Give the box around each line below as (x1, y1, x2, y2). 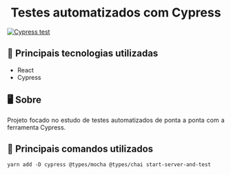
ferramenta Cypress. (7, 123, 66, 132)
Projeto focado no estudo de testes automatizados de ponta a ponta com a (7, 116, 225, 124)
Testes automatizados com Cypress (10, 5, 221, 21)
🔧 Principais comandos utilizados (7, 143, 154, 154)
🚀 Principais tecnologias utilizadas (7, 48, 159, 59)
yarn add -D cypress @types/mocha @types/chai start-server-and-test (7, 161, 212, 168)
